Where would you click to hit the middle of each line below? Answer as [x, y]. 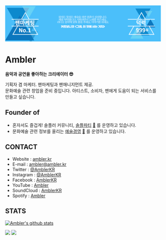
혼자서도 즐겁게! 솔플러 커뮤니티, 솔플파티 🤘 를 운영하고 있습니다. [74, 125]
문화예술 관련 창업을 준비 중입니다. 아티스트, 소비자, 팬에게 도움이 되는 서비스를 [81, 91]
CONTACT [21, 147]
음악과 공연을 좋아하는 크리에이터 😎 [40, 74]
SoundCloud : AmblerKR [37, 190]
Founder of [22, 113]
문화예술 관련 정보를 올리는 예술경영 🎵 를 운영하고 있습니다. [69, 131]
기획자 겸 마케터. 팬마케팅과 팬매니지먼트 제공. [49, 85]
